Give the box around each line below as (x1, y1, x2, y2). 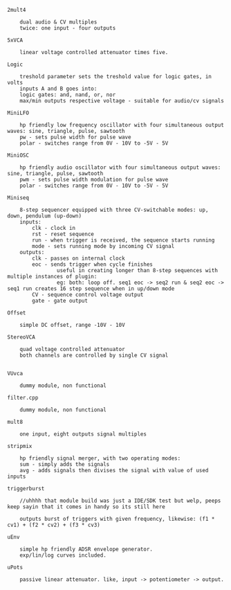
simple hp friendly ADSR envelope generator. (19, 546, 154, 553)
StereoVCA (7, 334, 36, 341)
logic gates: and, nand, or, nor (19, 91, 116, 98)
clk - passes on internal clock (32, 255, 126, 262)
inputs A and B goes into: (19, 85, 98, 92)
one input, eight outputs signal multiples (19, 431, 147, 438)
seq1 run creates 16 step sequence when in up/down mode (7, 285, 175, 292)
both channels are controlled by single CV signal (19, 352, 169, 359)
